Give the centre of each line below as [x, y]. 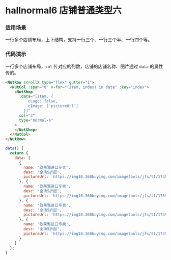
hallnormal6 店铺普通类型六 [64, 10]
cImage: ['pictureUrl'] [53, 106]
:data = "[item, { [36, 97]
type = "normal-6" [36, 120]
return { [19, 153]
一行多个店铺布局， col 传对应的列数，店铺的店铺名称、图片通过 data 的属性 [84, 66]
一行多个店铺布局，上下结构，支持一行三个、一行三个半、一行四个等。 [79, 40]
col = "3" [27, 115]
